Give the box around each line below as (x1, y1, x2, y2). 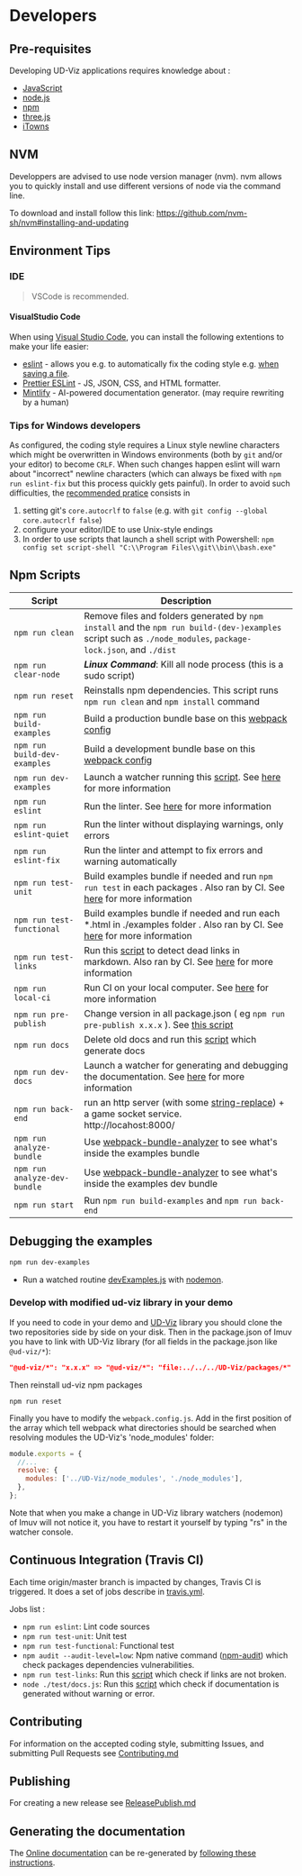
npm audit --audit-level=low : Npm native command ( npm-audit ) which (22, 1650, 289, 1661)
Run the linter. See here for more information (84, 799, 272, 812)
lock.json (84, 645, 126, 655)
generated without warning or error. (22, 1688, 155, 1698)
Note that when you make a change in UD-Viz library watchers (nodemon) (9, 1507, 284, 1518)
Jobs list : (9, 1603, 46, 1614)
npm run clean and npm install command (84, 695, 261, 707)
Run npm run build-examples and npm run (84, 1194, 258, 1207)
